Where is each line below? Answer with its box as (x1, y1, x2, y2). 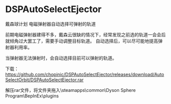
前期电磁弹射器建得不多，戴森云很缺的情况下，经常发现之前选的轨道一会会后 (5, 31, 166, 37)
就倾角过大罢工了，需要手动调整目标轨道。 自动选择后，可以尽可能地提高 (5, 38, 158, 44)
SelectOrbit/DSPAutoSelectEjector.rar (5, 77, 84, 83)
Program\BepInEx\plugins (5, 92, 59, 99)
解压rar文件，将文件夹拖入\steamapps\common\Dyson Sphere (5, 87, 136, 93)
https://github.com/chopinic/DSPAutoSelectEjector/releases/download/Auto (5, 71, 164, 77)
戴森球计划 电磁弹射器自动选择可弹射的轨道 (5, 21, 96, 27)
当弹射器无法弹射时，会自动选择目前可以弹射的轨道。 (5, 55, 117, 61)
